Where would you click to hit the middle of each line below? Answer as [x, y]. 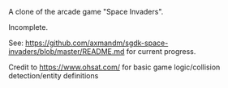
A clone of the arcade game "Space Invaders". [86, 12]
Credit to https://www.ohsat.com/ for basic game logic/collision [114, 67]
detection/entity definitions [54, 75]
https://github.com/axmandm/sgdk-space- [97, 43]
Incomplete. [28, 27]
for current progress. [161, 51]
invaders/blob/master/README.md [67, 51]
